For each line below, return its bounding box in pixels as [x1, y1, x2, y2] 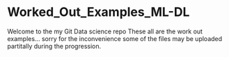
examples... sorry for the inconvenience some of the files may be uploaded [7, 34, 223, 42]
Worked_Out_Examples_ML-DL [7, 4, 190, 20]
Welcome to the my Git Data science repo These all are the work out [7, 27, 203, 35]
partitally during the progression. [7, 42, 102, 50]
